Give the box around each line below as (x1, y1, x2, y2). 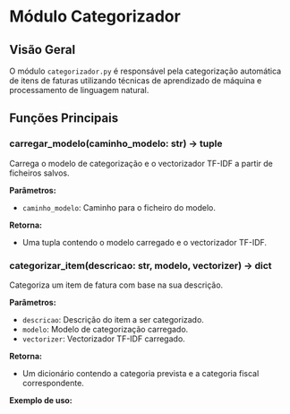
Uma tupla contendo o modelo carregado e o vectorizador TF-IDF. (21, 237, 267, 247)
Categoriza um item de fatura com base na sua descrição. (9, 280, 224, 290)
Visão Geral (9, 42, 76, 57)
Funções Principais (9, 110, 119, 126)
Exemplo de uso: (9, 394, 73, 405)
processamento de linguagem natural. (9, 85, 149, 95)
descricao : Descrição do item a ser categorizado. (21, 314, 204, 324)
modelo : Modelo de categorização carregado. (21, 323, 189, 334)
